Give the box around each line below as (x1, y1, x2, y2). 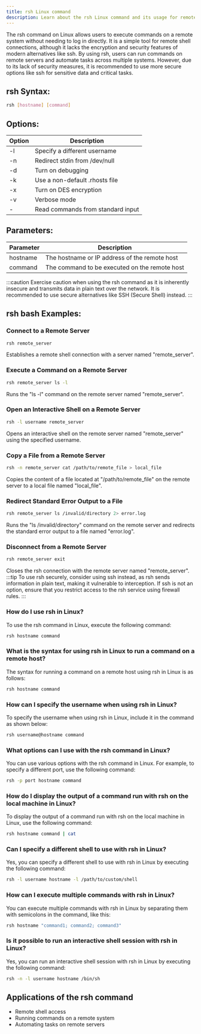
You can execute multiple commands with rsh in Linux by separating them (6, 905, 188, 912)
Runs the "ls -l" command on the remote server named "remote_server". (6, 390, 184, 397)
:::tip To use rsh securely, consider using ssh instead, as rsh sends (6, 574, 170, 581)
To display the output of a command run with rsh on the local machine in (6, 813, 185, 820)
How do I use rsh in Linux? (6, 608, 84, 616)
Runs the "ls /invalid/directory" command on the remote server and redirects (6, 521, 195, 529)
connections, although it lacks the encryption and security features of (6, 43, 178, 51)
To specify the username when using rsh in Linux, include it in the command (6, 714, 194, 721)
